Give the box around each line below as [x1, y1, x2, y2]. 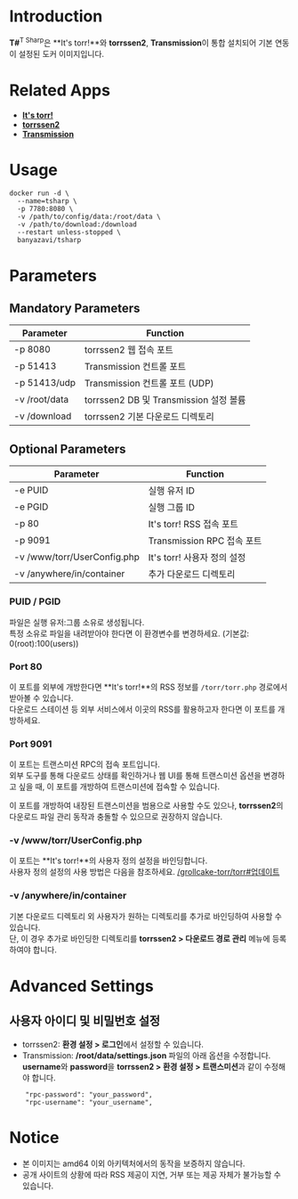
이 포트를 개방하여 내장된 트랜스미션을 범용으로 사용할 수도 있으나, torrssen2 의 [9, 800, 284, 812]
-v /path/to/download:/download [17, 220, 138, 229]
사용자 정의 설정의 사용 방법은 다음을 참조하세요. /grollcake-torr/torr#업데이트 [9, 867, 280, 877]
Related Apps [9, 80, 111, 100]
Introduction [9, 6, 103, 27]
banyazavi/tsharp [17, 236, 82, 245]
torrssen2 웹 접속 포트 [84, 344, 173, 356]
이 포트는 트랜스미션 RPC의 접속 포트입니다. [9, 759, 160, 770]
